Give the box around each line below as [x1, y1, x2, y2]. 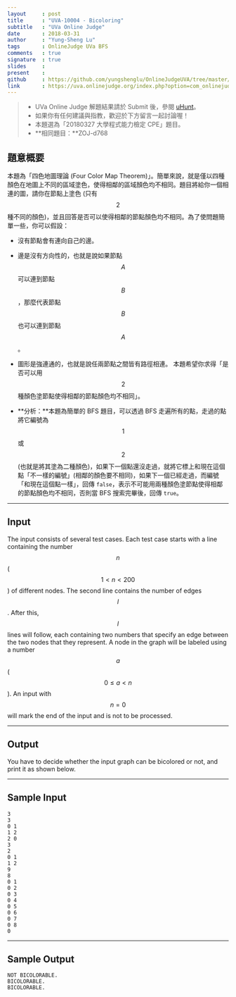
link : [7, 82, 46, 89]
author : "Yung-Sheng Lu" [7, 37, 96, 44]
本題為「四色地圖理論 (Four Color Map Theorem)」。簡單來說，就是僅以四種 [7, 172, 225, 180]
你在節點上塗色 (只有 [37, 190, 98, 198]
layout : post [7, 10, 61, 18]
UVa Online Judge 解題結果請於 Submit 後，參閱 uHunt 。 [34, 103, 200, 111]
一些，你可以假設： [13, 221, 69, 230]
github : [7, 75, 46, 83]
